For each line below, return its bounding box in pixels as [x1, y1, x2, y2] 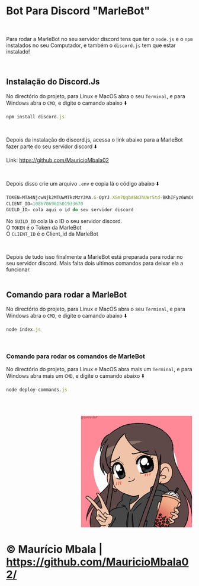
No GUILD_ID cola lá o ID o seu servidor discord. [6, 218, 123, 225]
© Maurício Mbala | [6, 543, 103, 556]
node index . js [6, 327, 41, 333]
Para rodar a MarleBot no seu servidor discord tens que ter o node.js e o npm [6, 35, 193, 42]
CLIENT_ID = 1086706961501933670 [6, 200, 84, 206]
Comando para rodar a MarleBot [6, 290, 127, 300]
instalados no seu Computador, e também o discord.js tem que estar [6, 42, 176, 49]
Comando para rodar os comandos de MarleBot [6, 352, 145, 361]
